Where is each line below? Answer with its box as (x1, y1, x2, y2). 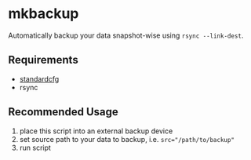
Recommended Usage (8, 105, 119, 118)
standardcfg (19, 74, 60, 83)
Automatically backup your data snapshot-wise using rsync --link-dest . (8, 31, 244, 40)
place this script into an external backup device (19, 126, 173, 136)
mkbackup (8, 5, 79, 23)
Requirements (8, 53, 78, 67)
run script (19, 143, 51, 152)
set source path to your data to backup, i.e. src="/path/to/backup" (19, 134, 235, 144)
